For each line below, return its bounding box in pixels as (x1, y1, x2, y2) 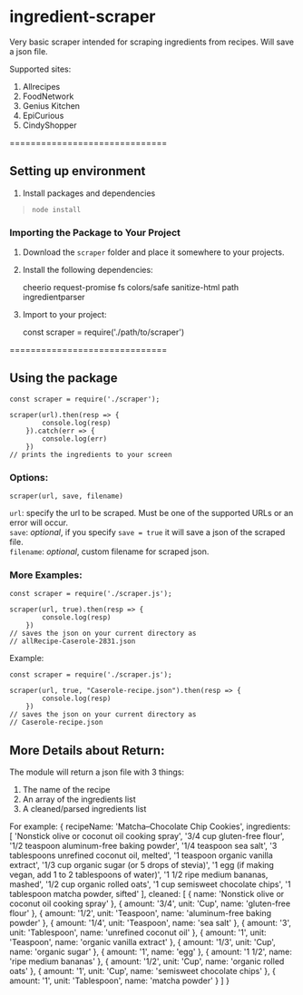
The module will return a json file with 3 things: (9, 766, 184, 777)
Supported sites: (9, 63, 72, 74)
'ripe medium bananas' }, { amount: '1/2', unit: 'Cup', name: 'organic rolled (9, 956, 285, 967)
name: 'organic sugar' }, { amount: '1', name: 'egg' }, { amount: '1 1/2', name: (9, 946, 293, 958)
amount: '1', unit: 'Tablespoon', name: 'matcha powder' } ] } (9, 975, 230, 986)
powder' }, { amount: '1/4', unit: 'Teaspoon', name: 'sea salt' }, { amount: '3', (9, 918, 292, 929)
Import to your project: (22, 309, 107, 320)
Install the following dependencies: (22, 265, 153, 276)
